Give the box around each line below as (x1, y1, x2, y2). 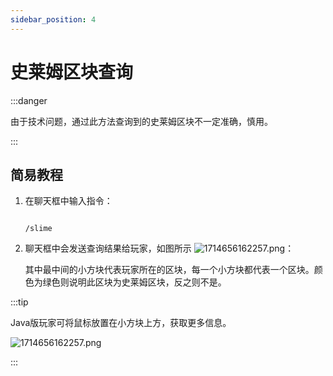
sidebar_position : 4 (10, 14, 97, 25)
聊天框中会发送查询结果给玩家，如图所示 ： (24, 242, 295, 255)
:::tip (10, 296, 29, 308)
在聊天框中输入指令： (24, 195, 113, 207)
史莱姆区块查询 (10, 61, 134, 83)
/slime (24, 224, 53, 234)
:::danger (10, 94, 48, 106)
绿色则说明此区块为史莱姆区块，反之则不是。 (42, 276, 227, 288)
